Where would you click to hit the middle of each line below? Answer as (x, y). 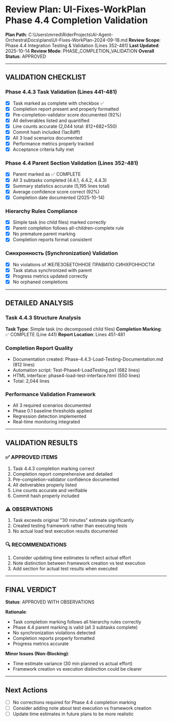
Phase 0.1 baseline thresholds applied (52, 411)
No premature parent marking (44, 234)
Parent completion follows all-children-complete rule (68, 228)
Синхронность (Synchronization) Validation (62, 253)
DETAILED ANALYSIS (39, 303)
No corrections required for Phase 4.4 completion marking (74, 703)
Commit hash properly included (46, 496)
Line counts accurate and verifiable (50, 490)
